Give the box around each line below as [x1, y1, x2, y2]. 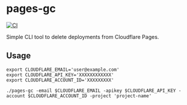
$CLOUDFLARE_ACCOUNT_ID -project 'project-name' [28, 92, 152, 99]
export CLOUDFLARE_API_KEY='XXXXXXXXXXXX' [6, 71, 114, 78]
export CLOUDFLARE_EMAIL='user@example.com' [6, 67, 120, 73]
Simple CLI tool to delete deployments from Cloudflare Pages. [6, 33, 159, 40]
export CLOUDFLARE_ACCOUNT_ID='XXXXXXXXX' [6, 77, 114, 83]
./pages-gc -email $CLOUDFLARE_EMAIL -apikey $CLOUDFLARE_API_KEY [6, 88, 176, 94]
